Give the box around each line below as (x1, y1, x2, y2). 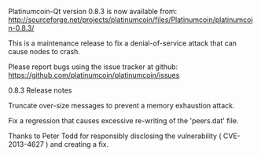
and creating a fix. (50, 140, 108, 148)
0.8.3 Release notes (8, 86, 72, 95)
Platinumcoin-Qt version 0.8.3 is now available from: (8, 7, 178, 16)
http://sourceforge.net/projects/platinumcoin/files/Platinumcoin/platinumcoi (8, 15, 253, 24)
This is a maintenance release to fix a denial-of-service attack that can (8, 38, 237, 48)
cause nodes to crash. (8, 47, 81, 56)
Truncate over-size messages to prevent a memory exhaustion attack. (8, 101, 235, 110)
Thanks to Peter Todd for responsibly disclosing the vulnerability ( (8, 131, 222, 141)
